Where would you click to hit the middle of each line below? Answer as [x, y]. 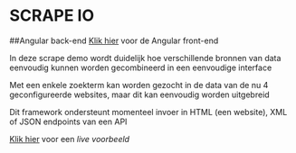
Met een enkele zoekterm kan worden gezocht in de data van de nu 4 [139, 85]
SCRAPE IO [52, 16]
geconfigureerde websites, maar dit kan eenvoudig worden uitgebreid [139, 94]
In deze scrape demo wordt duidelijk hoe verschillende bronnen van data [145, 58]
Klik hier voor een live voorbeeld [69, 139]
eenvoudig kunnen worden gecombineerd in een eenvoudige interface [141, 67]
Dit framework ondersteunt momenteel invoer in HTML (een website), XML [148, 112]
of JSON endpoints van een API [68, 121]
